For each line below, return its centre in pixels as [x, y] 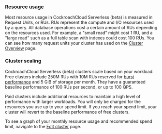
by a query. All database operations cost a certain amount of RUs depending [81, 28]
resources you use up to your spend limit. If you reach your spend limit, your [81, 107]
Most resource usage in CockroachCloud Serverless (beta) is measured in [79, 17]
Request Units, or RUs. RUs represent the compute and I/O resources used [79, 22]
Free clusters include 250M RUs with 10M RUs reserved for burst [70, 77]
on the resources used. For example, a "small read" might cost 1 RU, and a [79, 33]
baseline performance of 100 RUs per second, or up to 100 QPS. [69, 87]
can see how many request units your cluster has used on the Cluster [74, 43]
